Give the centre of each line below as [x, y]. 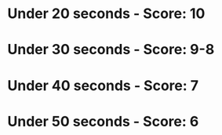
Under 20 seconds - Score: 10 [106, 14]
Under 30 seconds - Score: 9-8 [111, 50]
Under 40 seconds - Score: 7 [103, 85]
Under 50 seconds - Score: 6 [103, 121]
